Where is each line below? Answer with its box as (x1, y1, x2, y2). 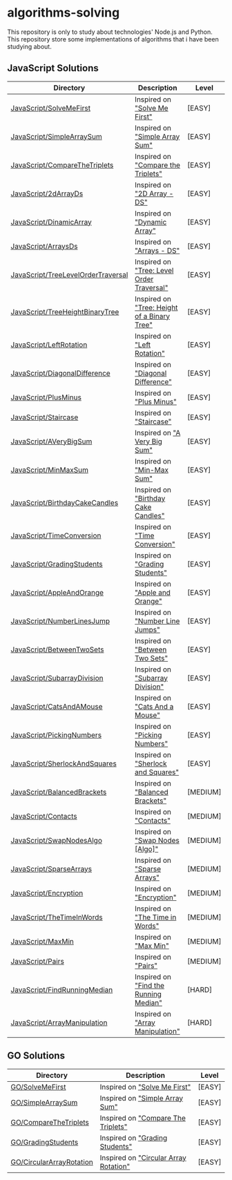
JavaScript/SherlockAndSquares (10, 759, 117, 768)
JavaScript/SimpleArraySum (10, 131, 102, 141)
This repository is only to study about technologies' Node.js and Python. (7, 28, 213, 36)
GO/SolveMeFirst (10, 1082, 66, 1092)
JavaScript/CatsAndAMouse (10, 701, 103, 711)
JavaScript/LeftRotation (10, 340, 88, 350)
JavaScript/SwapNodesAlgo (10, 835, 102, 845)
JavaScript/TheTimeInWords (10, 912, 103, 922)
